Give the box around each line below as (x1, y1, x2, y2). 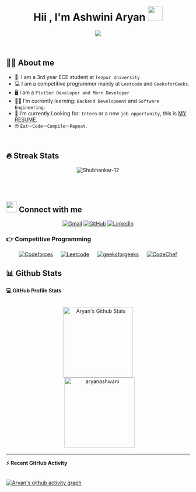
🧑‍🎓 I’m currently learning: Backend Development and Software (14, 97, 159, 104)
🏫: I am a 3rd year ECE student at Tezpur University (14, 73, 140, 80)
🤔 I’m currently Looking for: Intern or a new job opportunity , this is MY (14, 110, 187, 117)
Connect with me (18, 204, 83, 214)
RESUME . (14, 116, 38, 123)
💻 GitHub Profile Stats (6, 287, 62, 294)
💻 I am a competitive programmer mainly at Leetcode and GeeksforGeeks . (14, 80, 190, 87)
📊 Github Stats (6, 268, 62, 278)
